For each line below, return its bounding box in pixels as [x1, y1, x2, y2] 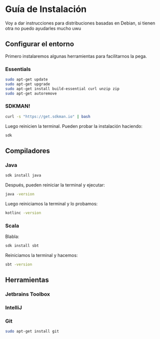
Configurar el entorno [5, 40, 74, 48]
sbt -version [5, 262, 32, 267]
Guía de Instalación [5, 3, 87, 15]
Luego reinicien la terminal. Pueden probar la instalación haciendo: [5, 123, 142, 129]
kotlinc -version [5, 210, 41, 215]
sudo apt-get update [5, 77, 48, 82]
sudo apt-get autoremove [5, 91, 57, 96]
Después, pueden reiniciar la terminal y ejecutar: [5, 182, 105, 188]
